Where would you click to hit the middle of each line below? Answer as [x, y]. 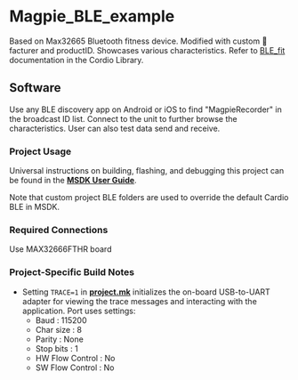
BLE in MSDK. [35, 207]
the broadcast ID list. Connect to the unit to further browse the [123, 118]
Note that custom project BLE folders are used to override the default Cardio [149, 198]
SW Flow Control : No [75, 368]
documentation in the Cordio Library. [77, 60]
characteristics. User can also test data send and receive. [115, 128]
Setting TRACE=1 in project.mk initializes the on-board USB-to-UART [146, 292]
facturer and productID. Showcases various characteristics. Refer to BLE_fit [147, 50]
